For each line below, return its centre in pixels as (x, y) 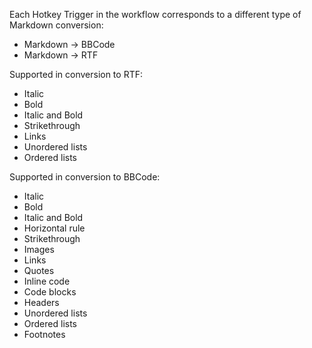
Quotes (39, 270)
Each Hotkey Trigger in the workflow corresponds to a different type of (155, 14)
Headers (41, 302)
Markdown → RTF (61, 55)
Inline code (47, 281)
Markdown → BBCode (69, 44)
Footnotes (44, 334)
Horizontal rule (54, 228)
